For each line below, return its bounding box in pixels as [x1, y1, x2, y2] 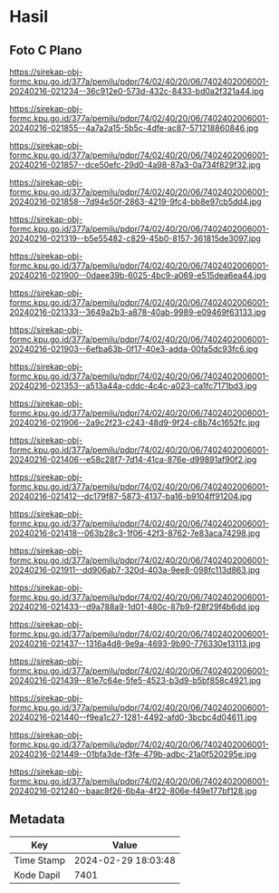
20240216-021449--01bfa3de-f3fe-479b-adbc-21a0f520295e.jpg [9, 749, 257, 759]
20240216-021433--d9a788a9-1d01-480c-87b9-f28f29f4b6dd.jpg [9, 601, 260, 612]
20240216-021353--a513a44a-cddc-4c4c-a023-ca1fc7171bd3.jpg [9, 381, 257, 391]
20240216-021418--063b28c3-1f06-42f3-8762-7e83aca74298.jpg [9, 528, 261, 539]
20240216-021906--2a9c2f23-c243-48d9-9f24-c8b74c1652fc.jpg [9, 417, 261, 428]
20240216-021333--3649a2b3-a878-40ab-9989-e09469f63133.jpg [9, 306, 266, 317]
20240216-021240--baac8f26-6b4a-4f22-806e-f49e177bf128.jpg [9, 786, 257, 796]
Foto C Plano [9, 43, 82, 58]
